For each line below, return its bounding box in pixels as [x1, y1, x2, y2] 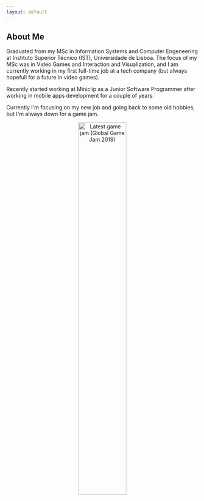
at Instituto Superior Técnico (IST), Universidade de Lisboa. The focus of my [6, 54, 197, 62]
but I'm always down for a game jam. [6, 111, 99, 118]
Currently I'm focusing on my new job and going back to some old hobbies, [6, 104, 195, 111]
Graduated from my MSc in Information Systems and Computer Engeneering [6, 48, 198, 55]
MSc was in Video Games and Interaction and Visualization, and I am [6, 60, 178, 68]
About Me [6, 32, 44, 42]
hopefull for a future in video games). [6, 74, 100, 81]
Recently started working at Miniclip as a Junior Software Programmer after [6, 86, 196, 93]
